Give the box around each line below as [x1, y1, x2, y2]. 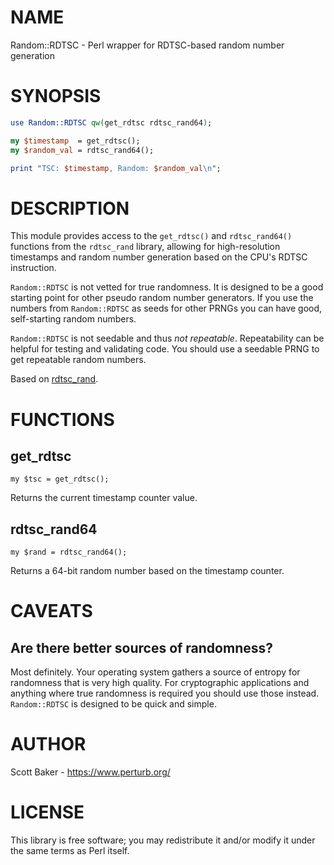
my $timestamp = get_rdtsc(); [10, 136, 141, 146]
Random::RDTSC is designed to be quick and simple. [10, 698, 217, 710]
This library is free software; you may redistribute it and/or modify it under [10, 834, 316, 846]
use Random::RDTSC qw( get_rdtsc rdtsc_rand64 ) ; [10, 117, 213, 128]
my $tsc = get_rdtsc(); [10, 474, 110, 485]
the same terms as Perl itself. [10, 845, 130, 856]
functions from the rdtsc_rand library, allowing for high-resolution [10, 241, 281, 253]
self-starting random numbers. [10, 313, 137, 325]
